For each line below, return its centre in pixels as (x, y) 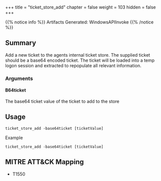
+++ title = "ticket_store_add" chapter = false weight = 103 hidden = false (80, 7)
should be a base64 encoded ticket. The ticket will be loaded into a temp (80, 60)
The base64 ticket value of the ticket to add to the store (62, 101)
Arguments (19, 78)
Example (14, 137)
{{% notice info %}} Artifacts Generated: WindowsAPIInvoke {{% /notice (79, 22)
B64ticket (16, 90)
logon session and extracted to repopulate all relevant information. (73, 65)
